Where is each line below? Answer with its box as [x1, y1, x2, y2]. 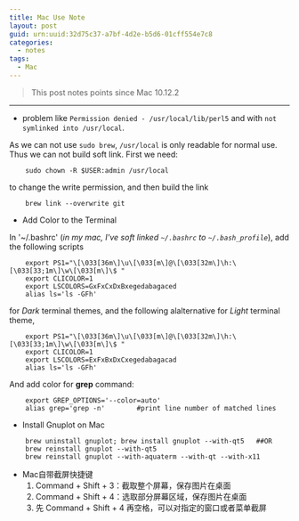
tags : [9, 54, 29, 63]
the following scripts [9, 241, 85, 252]
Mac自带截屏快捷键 [21, 468, 93, 479]
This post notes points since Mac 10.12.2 [30, 86, 180, 98]
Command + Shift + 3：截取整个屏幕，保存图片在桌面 [35, 480, 231, 491]
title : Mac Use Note [9, 12, 86, 22]
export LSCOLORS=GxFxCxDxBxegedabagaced [25, 281, 177, 290]
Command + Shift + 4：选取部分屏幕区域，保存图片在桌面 [35, 491, 247, 501]
